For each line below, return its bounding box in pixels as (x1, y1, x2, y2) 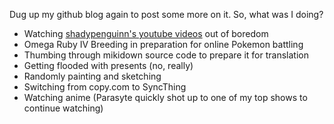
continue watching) (23, 102, 104, 114)
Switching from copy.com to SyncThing (23, 81, 187, 93)
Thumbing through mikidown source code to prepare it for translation (23, 49, 309, 61)
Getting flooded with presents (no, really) (23, 60, 194, 71)
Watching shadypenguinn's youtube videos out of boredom (23, 28, 269, 39)
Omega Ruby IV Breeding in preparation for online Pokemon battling (23, 39, 304, 50)
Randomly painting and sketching (23, 70, 162, 82)
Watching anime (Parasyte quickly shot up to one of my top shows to (23, 92, 308, 103)
